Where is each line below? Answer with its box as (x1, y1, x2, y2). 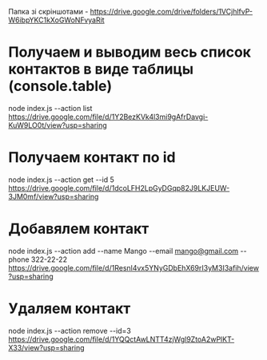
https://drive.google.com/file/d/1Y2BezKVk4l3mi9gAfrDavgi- (8, 112, 209, 121)
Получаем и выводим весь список (8, 43, 252, 61)
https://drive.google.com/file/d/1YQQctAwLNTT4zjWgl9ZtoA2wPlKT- (8, 334, 235, 344)
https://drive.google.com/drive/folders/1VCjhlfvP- (90, 7, 253, 16)
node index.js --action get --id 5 (8, 175, 114, 184)
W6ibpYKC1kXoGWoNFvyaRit (8, 15, 106, 25)
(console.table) (8, 77, 113, 95)
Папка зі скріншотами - (8, 7, 89, 16)
